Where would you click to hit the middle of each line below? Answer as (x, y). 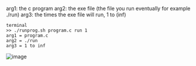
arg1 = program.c (27, 36)
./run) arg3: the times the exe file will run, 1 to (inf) (66, 15)
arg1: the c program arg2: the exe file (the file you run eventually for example (98, 8)
